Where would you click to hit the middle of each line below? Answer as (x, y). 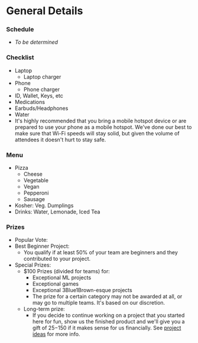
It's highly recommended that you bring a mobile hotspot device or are (100, 121)
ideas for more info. (56, 334)
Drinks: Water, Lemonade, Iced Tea (57, 212)
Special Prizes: (33, 265)
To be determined (36, 42)
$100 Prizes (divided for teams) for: (67, 271)
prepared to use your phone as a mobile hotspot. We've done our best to (103, 127)
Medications (30, 102)
